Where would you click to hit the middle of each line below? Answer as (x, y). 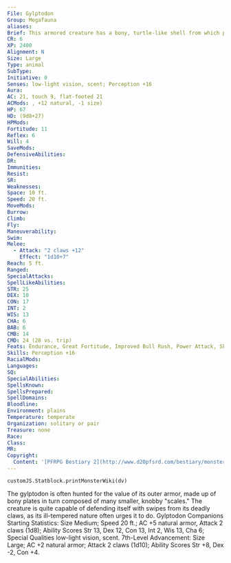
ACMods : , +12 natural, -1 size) (55, 103)
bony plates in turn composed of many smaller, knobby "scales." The (105, 501)
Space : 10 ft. (27, 193)
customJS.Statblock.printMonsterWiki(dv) (67, 481)
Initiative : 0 (27, 78)
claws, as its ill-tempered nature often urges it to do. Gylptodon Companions (115, 515)
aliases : (20, 26)
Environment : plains (37, 411)
